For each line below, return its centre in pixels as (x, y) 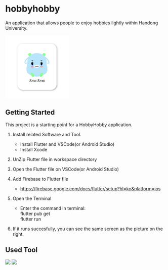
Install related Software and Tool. (47, 134)
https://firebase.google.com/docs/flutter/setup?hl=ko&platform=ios (90, 188)
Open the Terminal (32, 198)
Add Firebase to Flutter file (40, 179)
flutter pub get (35, 213)
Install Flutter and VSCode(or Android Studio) (67, 144)
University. (16, 28)
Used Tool (22, 250)
